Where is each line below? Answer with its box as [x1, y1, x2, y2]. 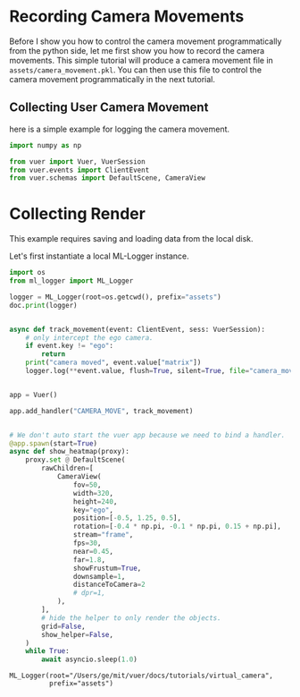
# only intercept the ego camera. [25, 333, 154, 342]
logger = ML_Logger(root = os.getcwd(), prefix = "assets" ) [9, 293, 221, 302]
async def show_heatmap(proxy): [9, 447, 129, 456]
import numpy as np [9, 140, 82, 149]
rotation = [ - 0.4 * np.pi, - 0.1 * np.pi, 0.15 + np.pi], [72, 522, 281, 531]
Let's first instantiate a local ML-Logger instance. [9, 251, 189, 261]
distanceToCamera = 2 [72, 580, 146, 590]
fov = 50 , [72, 480, 102, 489]
